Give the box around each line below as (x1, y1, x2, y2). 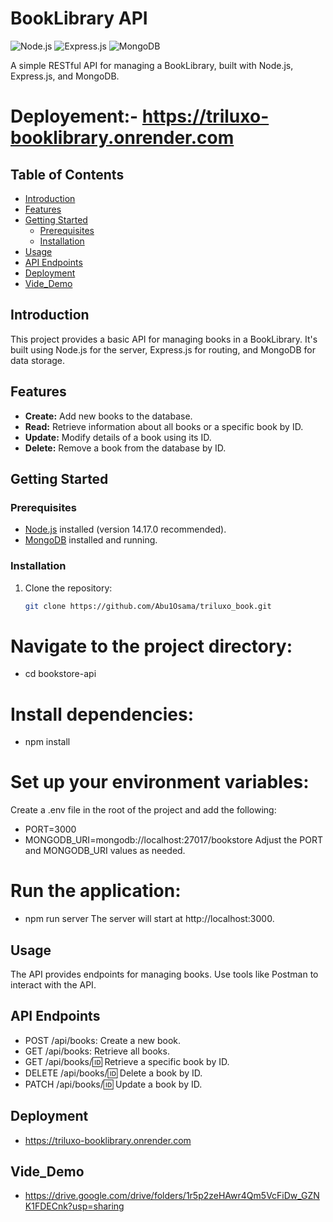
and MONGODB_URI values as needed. (24, 845, 186, 857)
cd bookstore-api (24, 668, 97, 680)
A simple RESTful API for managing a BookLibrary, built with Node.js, (10, 59, 294, 71)
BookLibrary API (10, 7, 148, 30)
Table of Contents (10, 166, 125, 183)
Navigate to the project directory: (10, 635, 293, 657)
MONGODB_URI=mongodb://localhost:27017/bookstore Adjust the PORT (24, 834, 324, 846)
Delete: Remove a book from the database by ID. (24, 442, 227, 454)
